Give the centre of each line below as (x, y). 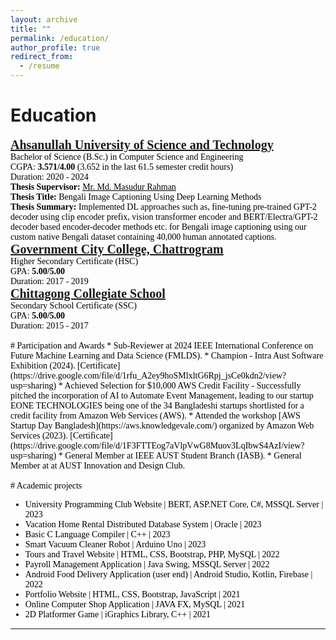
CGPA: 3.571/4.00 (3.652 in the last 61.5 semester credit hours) (122, 166)
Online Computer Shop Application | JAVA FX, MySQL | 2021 (135, 604)
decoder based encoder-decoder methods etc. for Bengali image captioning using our (158, 226)
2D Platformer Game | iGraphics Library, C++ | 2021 (117, 614)
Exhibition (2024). (43, 365)
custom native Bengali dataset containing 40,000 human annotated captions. (143, 236)
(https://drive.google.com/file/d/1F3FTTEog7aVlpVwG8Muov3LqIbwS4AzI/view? (157, 445)
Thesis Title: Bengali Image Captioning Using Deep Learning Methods (136, 196)
